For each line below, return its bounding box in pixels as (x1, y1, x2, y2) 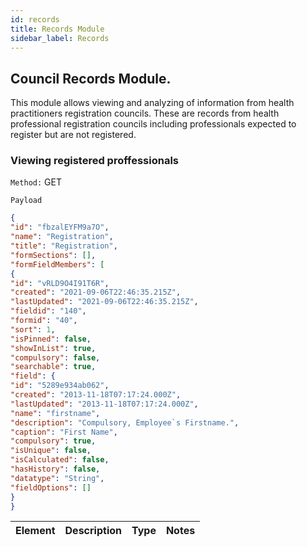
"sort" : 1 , (10, 324, 56, 335)
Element (15, 524, 56, 538)
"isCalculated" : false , (10, 455, 110, 465)
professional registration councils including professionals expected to (10, 118, 297, 130)
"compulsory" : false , (10, 352, 101, 363)
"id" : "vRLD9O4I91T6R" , (10, 278, 110, 288)
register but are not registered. (10, 129, 137, 141)
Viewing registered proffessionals (10, 154, 180, 168)
